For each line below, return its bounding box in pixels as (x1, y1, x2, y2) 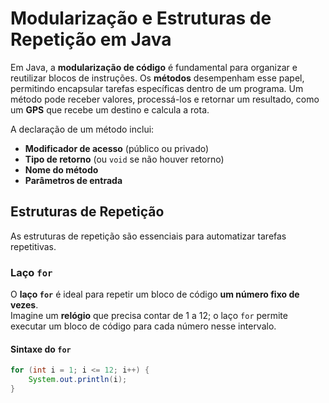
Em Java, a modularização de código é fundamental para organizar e (10, 61, 298, 73)
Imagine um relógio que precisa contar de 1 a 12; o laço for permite (10, 310, 288, 322)
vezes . (10, 299, 39, 311)
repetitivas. (10, 240, 57, 252)
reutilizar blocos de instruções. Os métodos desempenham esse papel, (10, 72, 305, 84)
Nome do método (24, 163, 99, 176)
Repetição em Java (10, 28, 172, 51)
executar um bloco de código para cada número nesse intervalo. (10, 320, 277, 332)
